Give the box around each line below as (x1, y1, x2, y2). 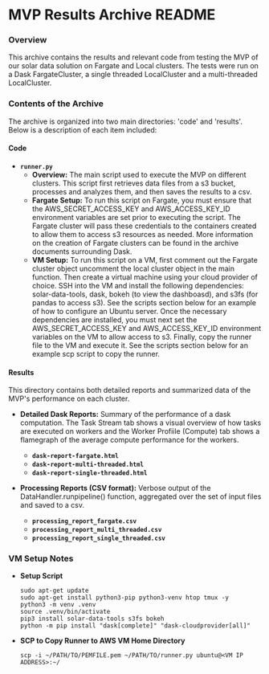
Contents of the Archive (8, 98, 104, 109)
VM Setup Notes (8, 553, 74, 564)
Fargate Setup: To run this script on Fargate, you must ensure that (31, 195, 252, 205)
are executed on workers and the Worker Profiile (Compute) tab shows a (19, 427, 260, 436)
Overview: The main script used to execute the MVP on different (31, 170, 247, 179)
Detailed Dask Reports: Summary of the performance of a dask (19, 410, 231, 419)
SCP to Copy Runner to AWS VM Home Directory (19, 636, 185, 646)
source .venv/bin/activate (19, 608, 111, 616)
